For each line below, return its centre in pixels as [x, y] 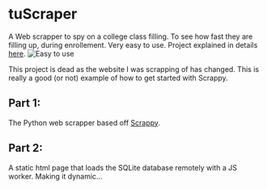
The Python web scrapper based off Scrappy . [84, 123]
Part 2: [25, 148]
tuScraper [43, 14]
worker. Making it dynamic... [55, 176]
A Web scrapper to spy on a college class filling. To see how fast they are [131, 36]
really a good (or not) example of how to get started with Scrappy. [118, 78]
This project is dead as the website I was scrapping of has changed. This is [134, 69]
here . [17, 53]
